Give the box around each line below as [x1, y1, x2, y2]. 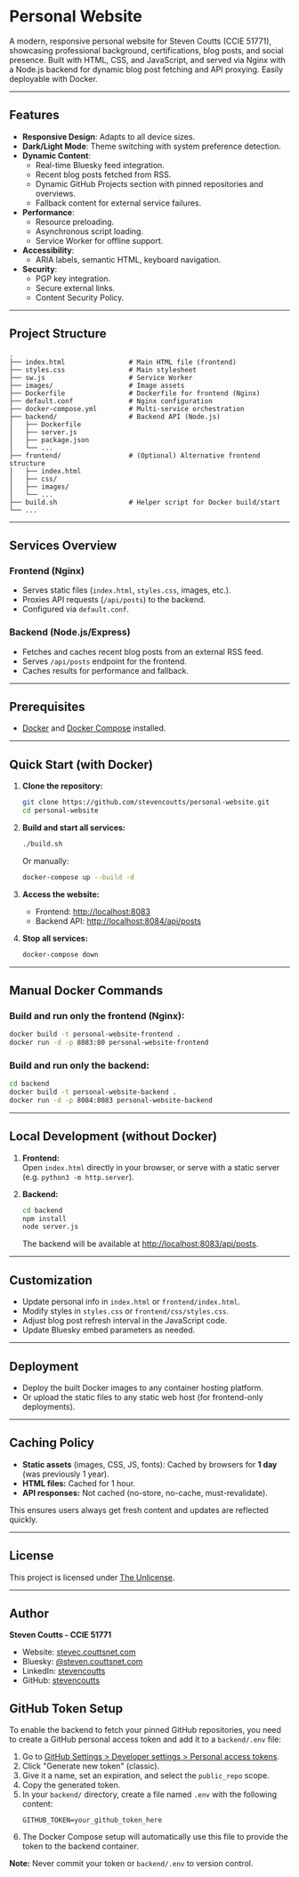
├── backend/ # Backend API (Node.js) [9, 412, 221, 421]
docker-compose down [21, 950, 99, 959]
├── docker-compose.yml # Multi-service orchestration [9, 404, 245, 413]
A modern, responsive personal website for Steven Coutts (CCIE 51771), [9, 36, 272, 46]
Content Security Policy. [35, 292, 125, 303]
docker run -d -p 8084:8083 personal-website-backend [9, 1096, 214, 1105]
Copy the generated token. [21, 1780, 121, 1791]
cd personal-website [21, 806, 99, 815]
